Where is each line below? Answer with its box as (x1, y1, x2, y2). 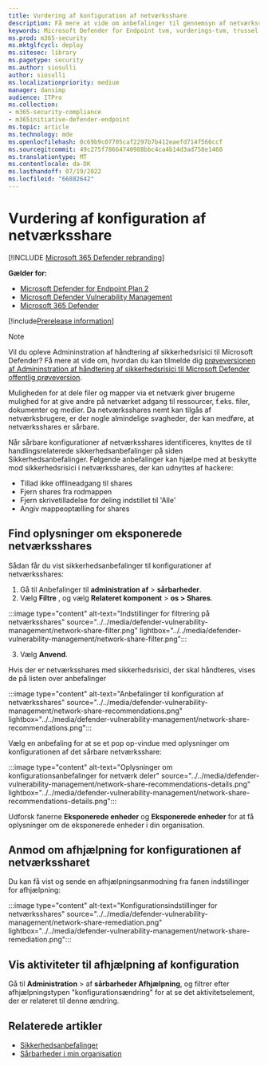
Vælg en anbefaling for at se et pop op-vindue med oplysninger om (8, 738, 230, 747)
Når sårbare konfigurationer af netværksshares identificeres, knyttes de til (8, 437, 253, 447)
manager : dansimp (8, 85, 66, 94)
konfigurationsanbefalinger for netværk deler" (8, 771, 160, 780)
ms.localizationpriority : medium (8, 78, 120, 86)
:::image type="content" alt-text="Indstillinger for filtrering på (8, 608, 210, 618)
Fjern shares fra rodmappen (19, 486, 112, 496)
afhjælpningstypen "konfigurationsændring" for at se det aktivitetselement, (8, 988, 255, 997)
